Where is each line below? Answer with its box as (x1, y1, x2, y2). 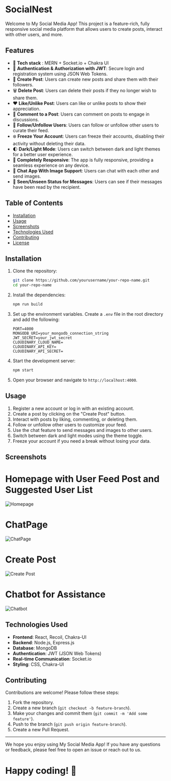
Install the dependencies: (12, 292, 66, 298)
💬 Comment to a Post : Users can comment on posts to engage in (12, 111, 150, 117)
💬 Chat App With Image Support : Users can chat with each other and (12, 167, 159, 173)
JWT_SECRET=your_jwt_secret (12, 335, 72, 340)
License (12, 240, 30, 246)
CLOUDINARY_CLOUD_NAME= (12, 340, 64, 345)
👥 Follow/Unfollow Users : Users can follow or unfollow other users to (12, 122, 159, 128)
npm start (12, 367, 34, 373)
